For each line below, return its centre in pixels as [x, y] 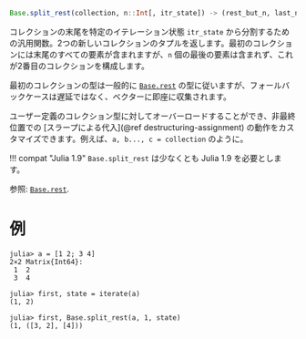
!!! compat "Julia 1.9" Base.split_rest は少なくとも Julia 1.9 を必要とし [142, 158]
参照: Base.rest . [40, 189]
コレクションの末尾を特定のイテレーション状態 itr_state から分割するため [149, 31]
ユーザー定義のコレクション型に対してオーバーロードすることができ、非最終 [153, 116]
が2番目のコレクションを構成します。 [80, 66]
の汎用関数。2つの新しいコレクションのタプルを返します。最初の [131, 43]
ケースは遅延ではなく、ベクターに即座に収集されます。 [128, 97]
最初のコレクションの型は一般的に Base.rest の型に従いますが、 [130, 85]
